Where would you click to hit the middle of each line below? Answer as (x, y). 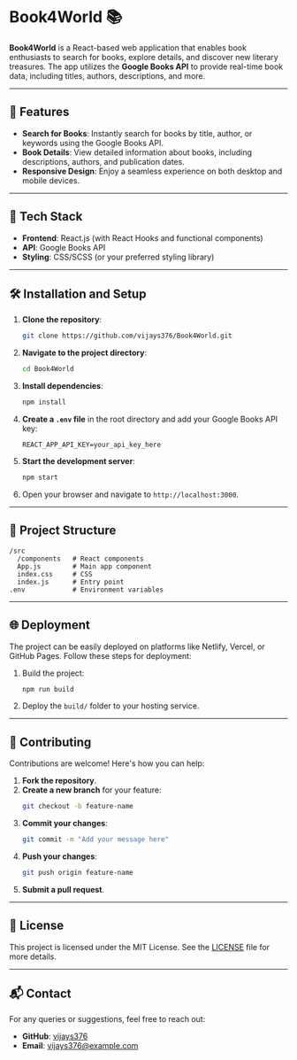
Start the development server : (78, 461)
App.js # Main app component (84, 566)
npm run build (48, 689)
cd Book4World (48, 369)
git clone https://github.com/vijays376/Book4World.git (127, 336)
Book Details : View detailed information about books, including (137, 152)
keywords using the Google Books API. (92, 143)
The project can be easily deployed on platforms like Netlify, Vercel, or (137, 646)
